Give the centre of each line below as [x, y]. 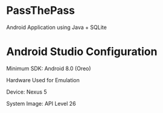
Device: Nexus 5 [27, 92]
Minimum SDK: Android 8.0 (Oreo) [49, 68]
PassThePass [41, 11]
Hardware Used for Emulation [43, 80]
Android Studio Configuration [82, 52]
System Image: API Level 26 [41, 103]
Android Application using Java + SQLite [56, 27]
